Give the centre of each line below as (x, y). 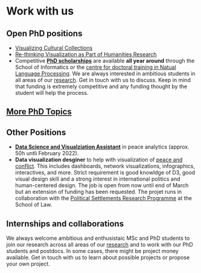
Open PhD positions (44, 34)
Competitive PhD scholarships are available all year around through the (105, 61)
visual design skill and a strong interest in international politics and (97, 179)
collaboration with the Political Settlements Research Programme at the (103, 198)
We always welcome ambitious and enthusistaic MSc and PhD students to (98, 238)
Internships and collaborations (65, 224)
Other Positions (36, 132)
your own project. (28, 264)
